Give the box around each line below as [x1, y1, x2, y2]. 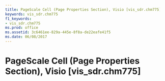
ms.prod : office [5, 25, 38, 30]
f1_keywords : [5, 16, 32, 21]
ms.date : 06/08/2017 [5, 35, 48, 40]
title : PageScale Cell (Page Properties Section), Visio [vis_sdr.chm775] [5, 7, 162, 12]
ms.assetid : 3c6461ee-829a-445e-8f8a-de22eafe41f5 [5, 30, 111, 35]
